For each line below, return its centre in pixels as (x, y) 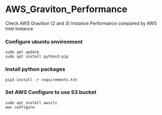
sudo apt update (22, 52)
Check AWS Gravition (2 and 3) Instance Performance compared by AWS (81, 23)
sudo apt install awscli (31, 103)
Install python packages (35, 69)
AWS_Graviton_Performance (66, 9)
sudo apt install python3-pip (37, 56)
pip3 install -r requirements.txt (42, 80)
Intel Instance (19, 28)
